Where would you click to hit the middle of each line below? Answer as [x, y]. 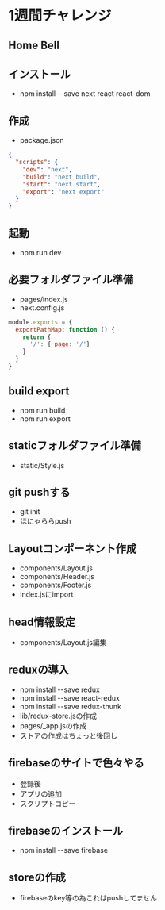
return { [37, 337]
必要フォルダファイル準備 [71, 280]
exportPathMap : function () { [65, 329]
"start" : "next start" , [62, 184]
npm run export [45, 419]
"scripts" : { [37, 163]
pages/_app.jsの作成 [53, 725]
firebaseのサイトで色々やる [76, 763]
